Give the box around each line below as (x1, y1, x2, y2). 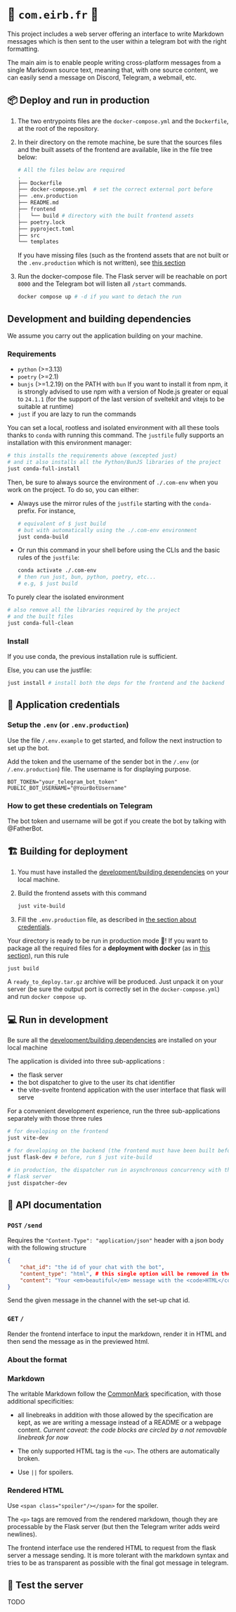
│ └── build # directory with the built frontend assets (17, 212, 195, 219)
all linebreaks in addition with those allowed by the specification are (17, 1411, 214, 1419)
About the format (7, 1354, 67, 1364)
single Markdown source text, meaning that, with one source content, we (7, 65, 219, 74)
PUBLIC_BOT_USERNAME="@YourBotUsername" (7, 784, 128, 791)
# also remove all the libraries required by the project (7, 607, 181, 614)
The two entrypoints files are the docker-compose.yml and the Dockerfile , (17, 116, 229, 125)
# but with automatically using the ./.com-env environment (17, 527, 197, 534)
